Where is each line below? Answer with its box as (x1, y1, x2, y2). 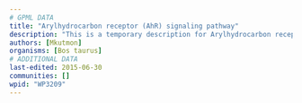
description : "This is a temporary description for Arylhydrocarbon (9, 30, 271, 39)
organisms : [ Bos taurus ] (9, 47, 102, 56)
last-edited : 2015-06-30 (9, 64, 102, 73)
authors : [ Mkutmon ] (9, 38, 83, 47)
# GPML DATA (9, 13, 54, 22)
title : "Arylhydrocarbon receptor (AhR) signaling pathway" (9, 21, 240, 30)
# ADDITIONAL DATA (9, 55, 78, 64)
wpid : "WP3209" (9, 80, 67, 89)
